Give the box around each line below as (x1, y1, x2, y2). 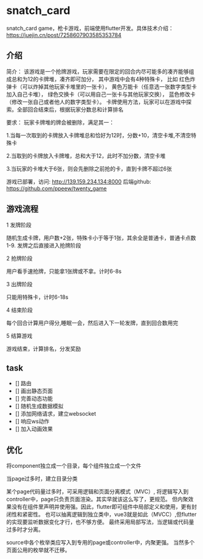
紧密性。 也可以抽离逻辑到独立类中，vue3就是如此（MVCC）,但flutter (22, 511, 197, 518)
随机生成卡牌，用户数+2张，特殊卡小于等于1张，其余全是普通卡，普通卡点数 (6, 234, 196, 241)
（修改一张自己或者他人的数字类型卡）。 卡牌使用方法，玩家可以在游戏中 (6, 98, 187, 105)
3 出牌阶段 (6, 280, 33, 287)
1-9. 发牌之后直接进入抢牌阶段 (6, 241, 81, 249)
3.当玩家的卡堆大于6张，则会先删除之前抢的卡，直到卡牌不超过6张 (6, 165, 172, 172)
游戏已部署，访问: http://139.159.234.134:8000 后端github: (6, 177, 151, 185)
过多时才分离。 (6, 526, 44, 533)
